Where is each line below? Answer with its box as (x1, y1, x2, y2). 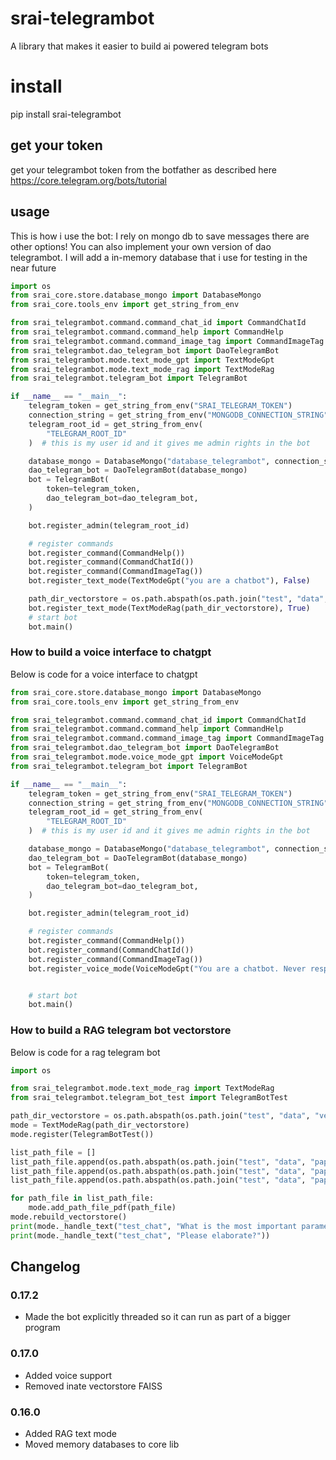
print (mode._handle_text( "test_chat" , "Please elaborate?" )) (10, 1230, 271, 1241)
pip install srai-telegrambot (10, 108, 122, 120)
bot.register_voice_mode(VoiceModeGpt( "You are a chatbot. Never (28, 963, 307, 974)
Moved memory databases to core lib (24, 1438, 180, 1450)
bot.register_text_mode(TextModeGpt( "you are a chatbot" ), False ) (28, 576, 311, 586)
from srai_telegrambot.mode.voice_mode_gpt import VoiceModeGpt (10, 752, 284, 762)
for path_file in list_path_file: (10, 1193, 155, 1204)
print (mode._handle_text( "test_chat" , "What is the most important (10, 1221, 298, 1231)
